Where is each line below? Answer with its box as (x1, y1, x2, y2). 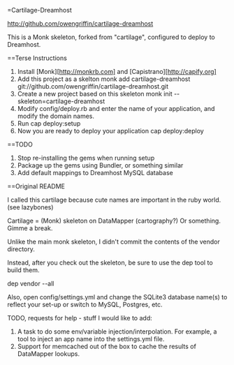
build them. (7, 266, 40, 274)
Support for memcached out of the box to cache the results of (17, 342, 197, 350)
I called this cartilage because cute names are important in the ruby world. (7, 195, 221, 204)
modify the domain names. (17, 112, 95, 120)
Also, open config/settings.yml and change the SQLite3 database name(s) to (7, 293, 228, 301)
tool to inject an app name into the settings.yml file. (17, 335, 165, 343)
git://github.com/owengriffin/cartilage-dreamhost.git (17, 82, 169, 90)
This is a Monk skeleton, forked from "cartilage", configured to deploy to (7, 33, 215, 41)
